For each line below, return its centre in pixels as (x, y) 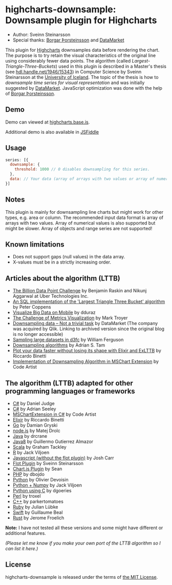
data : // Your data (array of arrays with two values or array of (82, 179)
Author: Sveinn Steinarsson (41, 34)
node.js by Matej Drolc (36, 431)
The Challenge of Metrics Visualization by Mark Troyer (70, 318)
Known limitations (35, 245)
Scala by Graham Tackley (39, 447)
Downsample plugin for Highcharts (81, 20)
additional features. (26, 533)
